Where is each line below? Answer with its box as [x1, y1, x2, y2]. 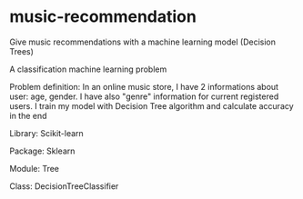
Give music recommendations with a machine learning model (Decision [9, 36, 276, 47]
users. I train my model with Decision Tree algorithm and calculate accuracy [9, 100, 294, 111]
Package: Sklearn [9, 145, 76, 156]
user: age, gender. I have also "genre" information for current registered [9, 91, 279, 102]
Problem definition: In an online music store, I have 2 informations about [9, 81, 279, 92]
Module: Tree [9, 163, 60, 174]
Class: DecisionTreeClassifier [9, 180, 119, 192]
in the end [9, 110, 47, 121]
